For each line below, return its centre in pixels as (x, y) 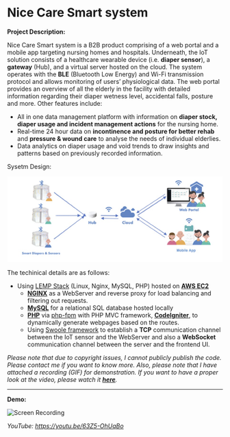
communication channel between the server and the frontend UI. (118, 344)
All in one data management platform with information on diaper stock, (117, 116)
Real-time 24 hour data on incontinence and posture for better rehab (116, 131)
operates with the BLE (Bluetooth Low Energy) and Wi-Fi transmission (105, 74)
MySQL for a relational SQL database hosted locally (100, 308)
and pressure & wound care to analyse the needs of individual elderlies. (119, 138)
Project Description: (36, 32)
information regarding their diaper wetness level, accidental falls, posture (110, 96)
